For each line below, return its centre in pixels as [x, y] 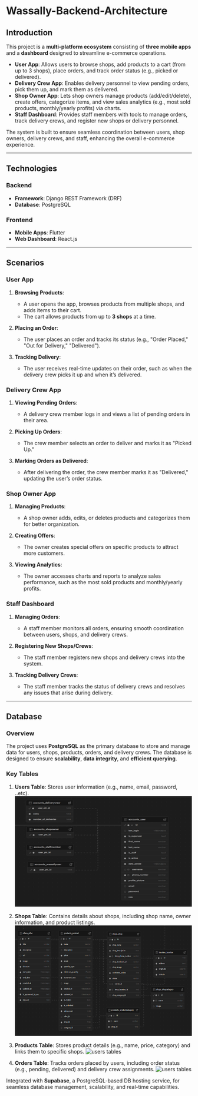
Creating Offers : [35, 536]
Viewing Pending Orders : [46, 402]
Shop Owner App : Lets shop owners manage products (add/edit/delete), [103, 96]
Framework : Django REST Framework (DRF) [68, 198]
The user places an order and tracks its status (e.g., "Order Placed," [106, 339]
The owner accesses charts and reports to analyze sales [92, 576]
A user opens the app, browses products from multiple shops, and [104, 304]
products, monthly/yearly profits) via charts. [68, 108]
